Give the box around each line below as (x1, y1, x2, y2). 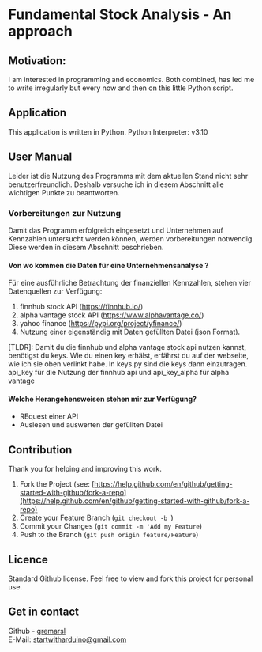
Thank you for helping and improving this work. (8, 464, 162, 474)
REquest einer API (19, 411, 79, 421)
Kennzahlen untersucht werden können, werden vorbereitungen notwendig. (8, 233, 255, 243)
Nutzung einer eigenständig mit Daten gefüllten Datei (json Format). (19, 327, 241, 337)
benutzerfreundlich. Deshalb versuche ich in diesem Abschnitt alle (8, 180, 224, 189)
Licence (8, 552, 49, 567)
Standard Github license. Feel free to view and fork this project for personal (8, 574, 253, 583)
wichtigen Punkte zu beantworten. (8, 188, 120, 197)
